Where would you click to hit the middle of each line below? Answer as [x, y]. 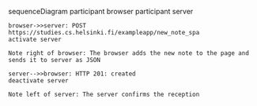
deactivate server [38, 81]
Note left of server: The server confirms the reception [104, 94]
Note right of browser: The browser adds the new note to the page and [128, 53]
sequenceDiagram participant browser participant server [101, 11]
